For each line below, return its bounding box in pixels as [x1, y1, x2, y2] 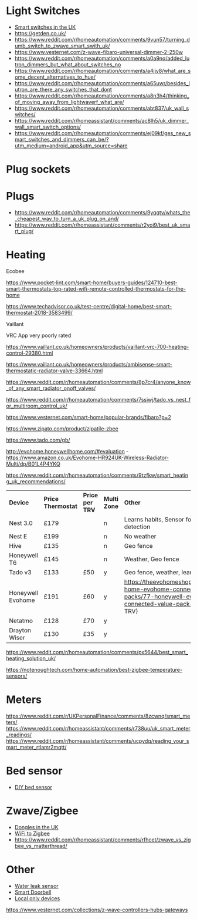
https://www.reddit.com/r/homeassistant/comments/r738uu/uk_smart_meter [6, 725, 191, 732]
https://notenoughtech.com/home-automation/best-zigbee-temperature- [6, 666, 183, 673]
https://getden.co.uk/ [14, 29, 66, 36]
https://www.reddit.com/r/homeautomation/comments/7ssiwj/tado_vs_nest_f [6, 396, 191, 403]
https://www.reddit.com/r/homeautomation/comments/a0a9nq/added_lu [14, 55, 190, 62]
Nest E [9, 533, 28, 540]
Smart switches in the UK [14, 23, 76, 31]
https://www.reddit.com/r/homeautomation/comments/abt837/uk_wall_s [14, 105, 189, 112]
